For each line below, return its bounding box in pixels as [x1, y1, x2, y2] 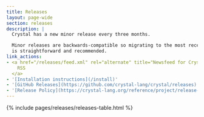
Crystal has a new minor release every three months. [12, 32, 151, 38]
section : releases [6, 20, 53, 26]
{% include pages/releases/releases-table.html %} [6, 104, 134, 111]
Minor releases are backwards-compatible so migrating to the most [12, 42, 186, 48]
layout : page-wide [6, 15, 53, 21]
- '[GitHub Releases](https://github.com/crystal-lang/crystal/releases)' [6, 82, 200, 88]
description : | [6, 25, 45, 32]
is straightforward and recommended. [12, 48, 107, 55]
